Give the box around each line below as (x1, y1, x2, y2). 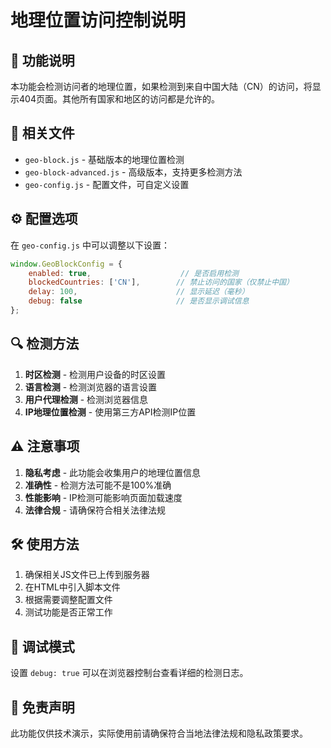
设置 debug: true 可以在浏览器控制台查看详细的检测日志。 (10, 667, 249, 679)
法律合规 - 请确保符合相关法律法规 (24, 504, 167, 516)
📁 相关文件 (10, 125, 75, 142)
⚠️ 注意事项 (10, 438, 80, 455)
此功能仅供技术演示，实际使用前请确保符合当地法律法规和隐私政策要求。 (10, 727, 308, 739)
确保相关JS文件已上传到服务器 (24, 569, 150, 581)
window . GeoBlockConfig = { (10, 259, 123, 269)
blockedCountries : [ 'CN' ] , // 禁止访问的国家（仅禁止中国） (28, 277, 294, 288)
